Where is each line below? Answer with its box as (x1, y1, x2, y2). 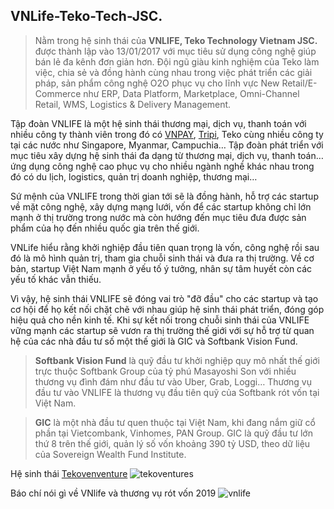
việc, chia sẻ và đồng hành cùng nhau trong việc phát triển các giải (34, 66, 313, 78)
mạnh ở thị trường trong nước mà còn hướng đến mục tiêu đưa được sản (10, 211, 307, 223)
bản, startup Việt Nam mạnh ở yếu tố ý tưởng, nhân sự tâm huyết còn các (10, 262, 313, 274)
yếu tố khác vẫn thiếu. (10, 273, 102, 285)
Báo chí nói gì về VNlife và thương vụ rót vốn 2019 (10, 487, 217, 499)
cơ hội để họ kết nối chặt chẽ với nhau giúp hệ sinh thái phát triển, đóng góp (10, 303, 325, 315)
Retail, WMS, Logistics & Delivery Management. (34, 98, 232, 110)
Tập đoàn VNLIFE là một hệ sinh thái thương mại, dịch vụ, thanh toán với (10, 117, 307, 129)
